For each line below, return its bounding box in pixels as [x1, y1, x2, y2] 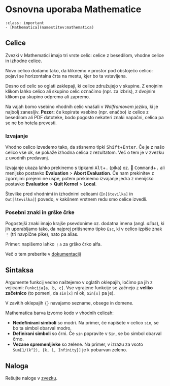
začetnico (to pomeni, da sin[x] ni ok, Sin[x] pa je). [5, 290, 115, 296]
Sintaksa [5, 266, 34, 274]
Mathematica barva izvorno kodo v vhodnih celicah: [5, 310, 114, 316]
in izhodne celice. [5, 58, 42, 64]
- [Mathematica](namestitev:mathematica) [5, 24, 94, 30]
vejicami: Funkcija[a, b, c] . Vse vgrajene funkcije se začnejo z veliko [5, 285, 153, 291]
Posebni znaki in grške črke [5, 209, 75, 216]
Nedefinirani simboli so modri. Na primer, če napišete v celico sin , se [12, 320, 159, 326]
